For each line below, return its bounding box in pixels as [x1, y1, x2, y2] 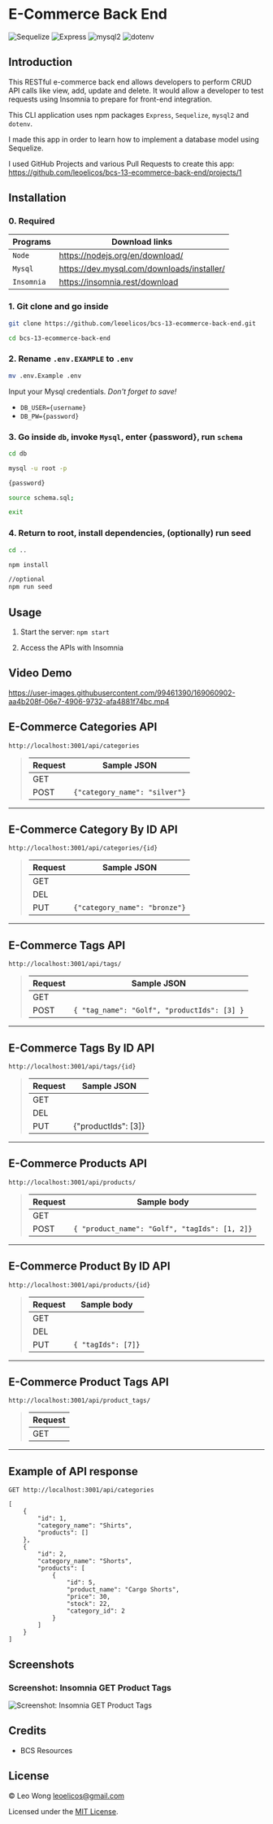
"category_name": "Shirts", [37, 1521, 132, 1530]
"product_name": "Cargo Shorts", [66, 1586, 180, 1594]
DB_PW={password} [19, 412, 80, 420]
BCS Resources [19, 1745, 73, 1755]
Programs [12, 237, 51, 248]
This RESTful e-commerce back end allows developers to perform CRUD [8, 76, 252, 86]
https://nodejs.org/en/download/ [58, 250, 184, 261]
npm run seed [8, 583, 53, 591]
